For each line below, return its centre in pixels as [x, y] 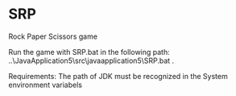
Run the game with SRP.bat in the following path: [89, 52]
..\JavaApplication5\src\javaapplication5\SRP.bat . [91, 61]
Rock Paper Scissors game [53, 36]
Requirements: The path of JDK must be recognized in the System [118, 76]
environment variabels [46, 85]
